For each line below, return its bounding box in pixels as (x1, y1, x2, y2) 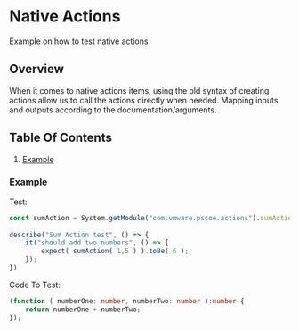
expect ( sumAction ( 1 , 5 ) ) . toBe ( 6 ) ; (41, 247, 190, 256)
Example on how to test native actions (9, 36, 149, 46)
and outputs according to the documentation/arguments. (9, 104, 217, 115)
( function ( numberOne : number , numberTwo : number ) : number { (9, 296, 245, 305)
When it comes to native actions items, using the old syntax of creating (9, 85, 270, 95)
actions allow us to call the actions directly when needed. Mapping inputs (9, 95, 279, 105)
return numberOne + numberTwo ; (25, 305, 141, 314)
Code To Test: (9, 279, 61, 290)
